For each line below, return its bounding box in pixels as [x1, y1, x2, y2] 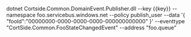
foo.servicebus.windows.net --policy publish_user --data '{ [36, 11, 186, 18]
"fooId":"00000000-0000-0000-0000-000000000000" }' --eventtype [6, 18, 186, 24]
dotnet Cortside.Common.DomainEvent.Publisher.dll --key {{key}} [6, 5, 172, 12]
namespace [6, 11, 36, 18]
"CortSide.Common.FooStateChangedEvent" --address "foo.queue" [6, 24, 177, 31]
